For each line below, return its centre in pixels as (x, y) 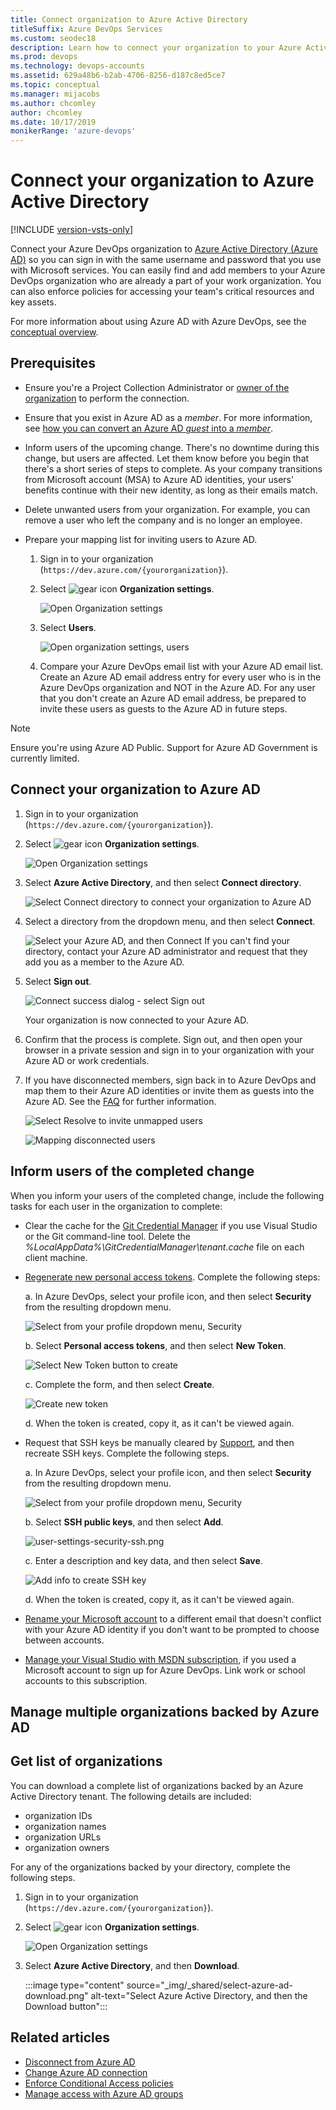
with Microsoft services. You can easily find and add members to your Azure (168, 270)
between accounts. (64, 1640)
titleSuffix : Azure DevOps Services (86, 29)
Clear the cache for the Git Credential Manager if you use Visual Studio (171, 1225)
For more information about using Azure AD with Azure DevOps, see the (158, 322)
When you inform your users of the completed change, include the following (167, 1195)
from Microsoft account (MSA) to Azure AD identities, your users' (159, 479)
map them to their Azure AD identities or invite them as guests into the (169, 1090)
